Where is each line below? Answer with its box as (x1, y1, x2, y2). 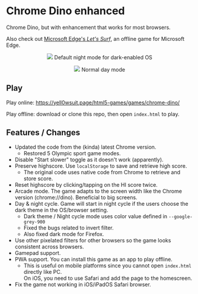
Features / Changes (6, 127, 81, 138)
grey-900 (23, 219, 46, 225)
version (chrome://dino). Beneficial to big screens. (14, 194, 138, 201)
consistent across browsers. (14, 243, 84, 250)
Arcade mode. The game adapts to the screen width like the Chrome (14, 187, 183, 194)
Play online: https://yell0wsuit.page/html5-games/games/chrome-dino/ (6, 99, 180, 106)
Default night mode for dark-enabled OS (54, 53, 153, 60)
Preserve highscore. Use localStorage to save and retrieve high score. (14, 162, 187, 170)
